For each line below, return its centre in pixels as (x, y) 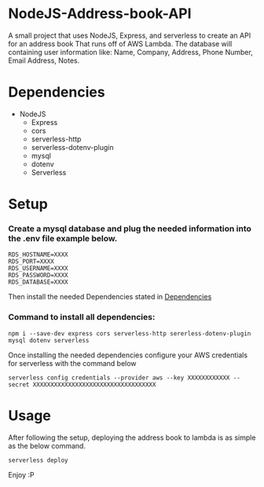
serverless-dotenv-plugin (72, 147)
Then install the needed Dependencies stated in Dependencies (110, 297)
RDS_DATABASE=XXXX (38, 282)
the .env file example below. (63, 238)
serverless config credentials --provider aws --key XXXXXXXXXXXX (119, 378)
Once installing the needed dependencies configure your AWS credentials (128, 355)
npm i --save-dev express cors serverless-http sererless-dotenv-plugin (130, 333)
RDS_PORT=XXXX (31, 262)
